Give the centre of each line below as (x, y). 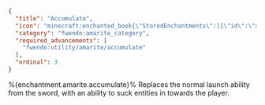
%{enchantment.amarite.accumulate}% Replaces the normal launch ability (129, 84)
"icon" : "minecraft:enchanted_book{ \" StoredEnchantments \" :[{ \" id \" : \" (136, 26)
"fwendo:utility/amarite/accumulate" (84, 48)
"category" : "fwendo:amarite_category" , (82, 33)
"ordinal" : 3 (37, 63)
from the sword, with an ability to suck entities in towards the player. (119, 92)
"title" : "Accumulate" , (54, 18)
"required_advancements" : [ (62, 40)
